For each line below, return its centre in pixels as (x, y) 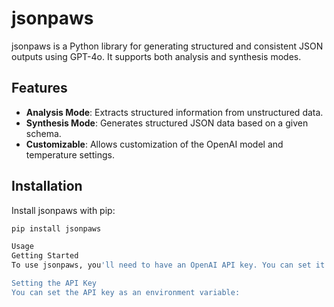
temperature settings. (70, 154)
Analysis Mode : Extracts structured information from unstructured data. (174, 112)
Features (39, 88)
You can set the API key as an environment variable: (126, 292)
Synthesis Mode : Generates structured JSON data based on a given (167, 123)
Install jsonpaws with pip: (63, 210)
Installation (47, 186)
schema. (43, 133)
